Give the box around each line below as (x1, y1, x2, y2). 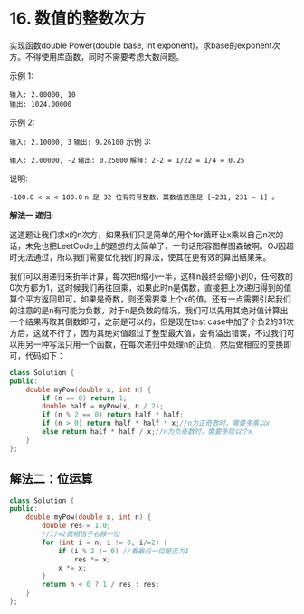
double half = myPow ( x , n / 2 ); (42, 402, 165, 411)
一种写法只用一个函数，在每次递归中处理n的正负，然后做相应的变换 (33, 339, 284, 350)
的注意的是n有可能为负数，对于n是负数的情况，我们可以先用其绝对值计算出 (9, 304, 289, 315)
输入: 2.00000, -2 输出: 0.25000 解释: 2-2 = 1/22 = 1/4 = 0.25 (9, 156, 245, 165)
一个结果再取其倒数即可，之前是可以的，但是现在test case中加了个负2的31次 (9, 316, 294, 327)
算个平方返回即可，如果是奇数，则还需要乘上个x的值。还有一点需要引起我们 (9, 293, 291, 304)
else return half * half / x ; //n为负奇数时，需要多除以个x (42, 427, 253, 437)
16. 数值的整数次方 (9, 8, 147, 29)
